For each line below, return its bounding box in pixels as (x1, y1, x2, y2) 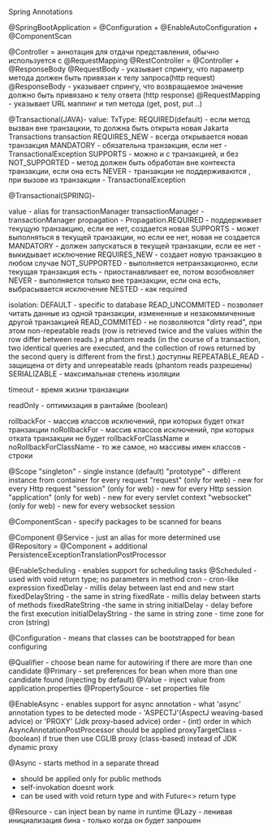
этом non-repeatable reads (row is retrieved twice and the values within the (8, 326, 262, 336)
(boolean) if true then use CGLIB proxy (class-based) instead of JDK (8, 734, 237, 743)
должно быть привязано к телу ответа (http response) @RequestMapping (8, 90, 261, 100)
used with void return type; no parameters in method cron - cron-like (8, 575, 240, 584)
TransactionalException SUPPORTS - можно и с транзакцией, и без (8, 150, 239, 158)
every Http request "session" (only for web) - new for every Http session (8, 484, 252, 493)
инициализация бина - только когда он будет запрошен (8, 816, 201, 825)
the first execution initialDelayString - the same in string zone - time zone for (8, 609, 265, 618)
